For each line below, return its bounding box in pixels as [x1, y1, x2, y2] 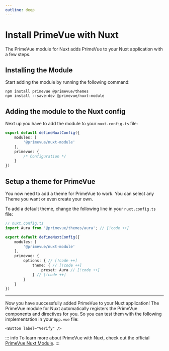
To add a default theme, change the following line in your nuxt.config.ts [5, 206, 156, 212]
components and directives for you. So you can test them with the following [5, 311, 162, 317]
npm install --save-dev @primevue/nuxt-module [5, 93, 105, 98]
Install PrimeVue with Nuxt [5, 29, 119, 40]
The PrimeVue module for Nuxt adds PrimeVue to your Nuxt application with [5, 46, 163, 52]
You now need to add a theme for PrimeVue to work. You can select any [5, 190, 154, 196]
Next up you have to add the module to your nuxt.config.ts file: [5, 121, 138, 127]
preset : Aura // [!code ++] [41, 267, 100, 273]
